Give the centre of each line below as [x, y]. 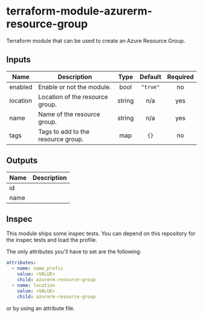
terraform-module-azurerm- [79, 11]
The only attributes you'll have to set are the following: [74, 251]
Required [180, 77]
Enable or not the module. [75, 87]
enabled [21, 87]
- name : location [34, 285]
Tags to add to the [64, 131]
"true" [150, 87]
